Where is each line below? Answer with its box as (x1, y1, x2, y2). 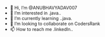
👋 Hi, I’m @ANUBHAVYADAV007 (10, 5, 77, 10)
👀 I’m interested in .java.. (10, 10, 62, 16)
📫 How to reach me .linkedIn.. (10, 26, 73, 32)
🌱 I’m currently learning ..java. (10, 15, 72, 21)
